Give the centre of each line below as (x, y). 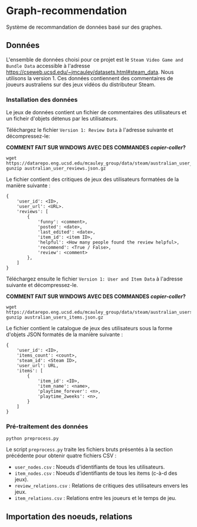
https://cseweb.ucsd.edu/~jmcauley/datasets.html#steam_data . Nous (90, 72)
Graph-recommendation (67, 11)
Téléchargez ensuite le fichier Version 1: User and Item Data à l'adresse (94, 279)
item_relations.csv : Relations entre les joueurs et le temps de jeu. (96, 498)
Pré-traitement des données (47, 426)
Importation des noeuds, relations (69, 516)
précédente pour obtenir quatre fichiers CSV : (61, 456)
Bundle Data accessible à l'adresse (48, 66)
